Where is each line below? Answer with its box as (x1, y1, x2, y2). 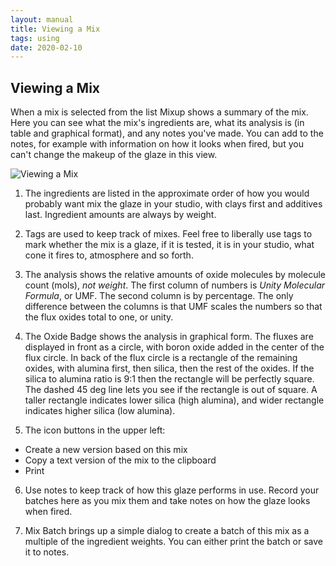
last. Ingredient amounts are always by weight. (24, 209, 217, 221)
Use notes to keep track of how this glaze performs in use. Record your (24, 484, 320, 496)
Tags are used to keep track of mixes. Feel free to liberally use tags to (24, 228, 313, 240)
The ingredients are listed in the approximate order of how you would (24, 187, 310, 200)
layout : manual (10, 14, 74, 25)
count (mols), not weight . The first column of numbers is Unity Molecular (24, 279, 326, 291)
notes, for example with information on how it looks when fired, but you (10, 138, 304, 150)
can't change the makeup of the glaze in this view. (10, 149, 218, 161)
